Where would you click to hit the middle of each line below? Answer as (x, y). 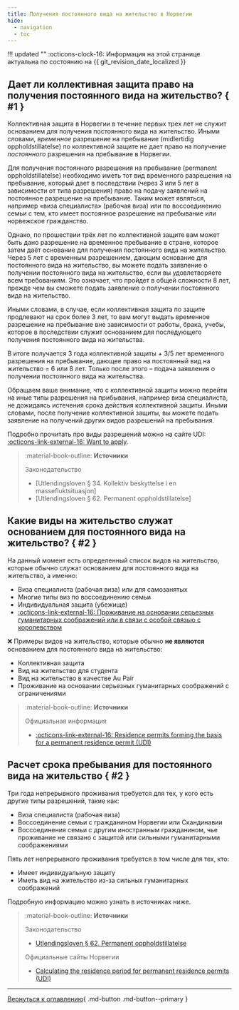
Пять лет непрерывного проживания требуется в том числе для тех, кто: (118, 859)
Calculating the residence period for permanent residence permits (132, 971)
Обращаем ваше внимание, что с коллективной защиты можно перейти (117, 390)
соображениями (43, 845)
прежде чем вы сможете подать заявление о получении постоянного (113, 288)
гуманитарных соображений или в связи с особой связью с (109, 620)
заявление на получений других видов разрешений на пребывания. (111, 420)
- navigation (33, 27)
